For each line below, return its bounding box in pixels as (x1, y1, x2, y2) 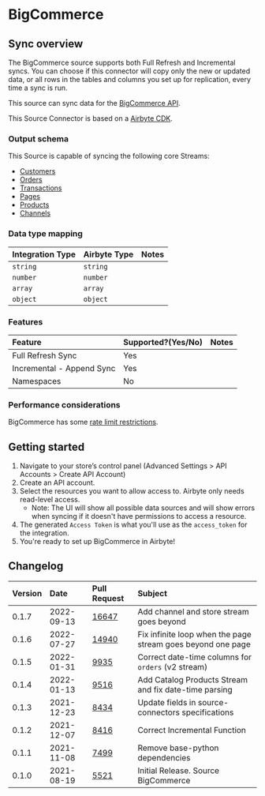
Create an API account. (19, 478, 95, 487)
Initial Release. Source (137, 764, 219, 775)
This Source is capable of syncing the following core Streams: (8, 152, 211, 161)
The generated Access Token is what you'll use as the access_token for (19, 520, 248, 529)
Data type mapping (8, 228, 83, 239)
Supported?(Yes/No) (123, 336, 203, 347)
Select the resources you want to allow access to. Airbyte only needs (19, 486, 244, 495)
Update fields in (137, 696, 196, 708)
